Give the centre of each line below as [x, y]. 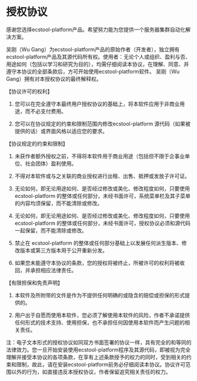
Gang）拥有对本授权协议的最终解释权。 [54, 79]
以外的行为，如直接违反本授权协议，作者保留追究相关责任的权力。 [91, 372]
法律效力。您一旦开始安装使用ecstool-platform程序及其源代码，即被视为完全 [98, 349]
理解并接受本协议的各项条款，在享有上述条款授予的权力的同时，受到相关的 [96, 357]
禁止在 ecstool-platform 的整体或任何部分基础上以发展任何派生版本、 [98, 243]
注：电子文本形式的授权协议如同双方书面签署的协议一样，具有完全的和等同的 [99, 342]
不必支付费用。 [48, 111]
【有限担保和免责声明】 [34, 283]
